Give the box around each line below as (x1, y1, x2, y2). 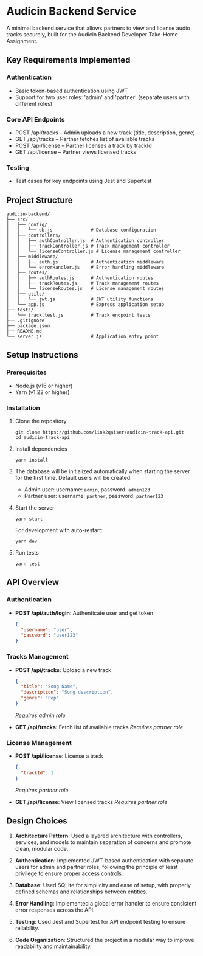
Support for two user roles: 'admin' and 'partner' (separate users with (15, 93, 190, 101)
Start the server (15, 504, 55, 511)
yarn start (15, 516, 43, 522)
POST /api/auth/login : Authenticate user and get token (15, 609, 154, 617)
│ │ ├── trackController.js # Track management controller (6, 243, 170, 249)
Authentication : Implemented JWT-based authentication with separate (15, 856, 193, 864)
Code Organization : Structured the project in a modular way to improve (15, 936, 194, 943)
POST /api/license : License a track (15, 752, 103, 760)
